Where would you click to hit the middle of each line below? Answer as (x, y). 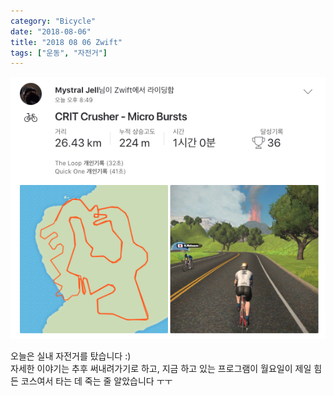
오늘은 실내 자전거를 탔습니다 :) (71, 356)
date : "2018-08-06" (51, 31)
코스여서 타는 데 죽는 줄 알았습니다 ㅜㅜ (96, 381)
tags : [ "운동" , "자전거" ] (59, 53)
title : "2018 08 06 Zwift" (66, 42)
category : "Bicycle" (53, 21)
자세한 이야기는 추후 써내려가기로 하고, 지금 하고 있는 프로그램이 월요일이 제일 (161, 369)
